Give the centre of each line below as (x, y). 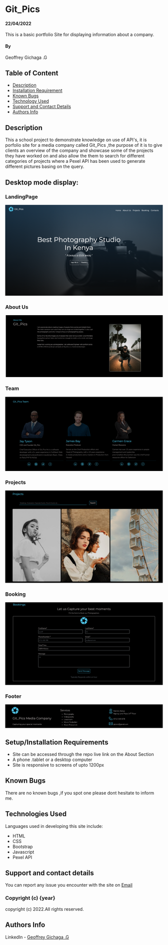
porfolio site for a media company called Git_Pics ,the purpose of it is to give (84, 145)
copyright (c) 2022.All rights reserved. (44, 909)
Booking (15, 594)
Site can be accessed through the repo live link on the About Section (83, 754)
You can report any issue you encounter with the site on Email (69, 885)
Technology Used (30, 101)
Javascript (23, 852)
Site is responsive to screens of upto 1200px (58, 765)
